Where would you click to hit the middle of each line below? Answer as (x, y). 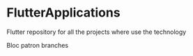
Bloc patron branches (38, 45)
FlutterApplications (63, 13)
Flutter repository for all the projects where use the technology (96, 32)
